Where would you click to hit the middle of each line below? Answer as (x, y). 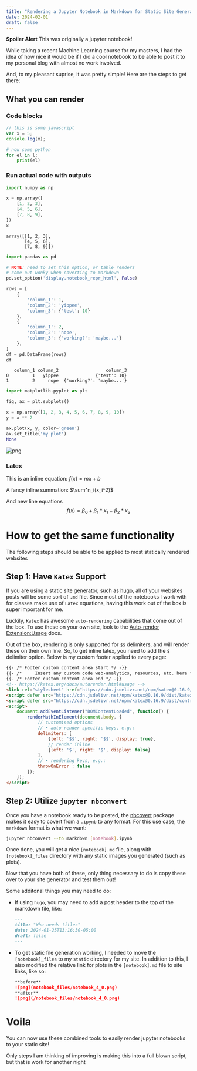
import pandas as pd (31, 257)
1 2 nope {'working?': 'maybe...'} (67, 381)
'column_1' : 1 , (46, 300)
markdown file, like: (38, 909)
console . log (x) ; (26, 139)
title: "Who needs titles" (47, 925)
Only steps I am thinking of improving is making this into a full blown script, (97, 1056)
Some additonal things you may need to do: (59, 891)
